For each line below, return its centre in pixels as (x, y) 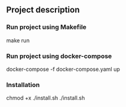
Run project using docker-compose (59, 56)
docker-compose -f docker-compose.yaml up (63, 69)
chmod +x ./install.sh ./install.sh (46, 98)
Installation (23, 85)
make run (18, 40)
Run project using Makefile (46, 27)
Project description (43, 10)
